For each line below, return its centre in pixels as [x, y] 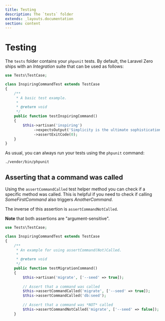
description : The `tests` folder [39, 14]
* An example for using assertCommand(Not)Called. [69, 250]
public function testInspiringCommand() [56, 116]
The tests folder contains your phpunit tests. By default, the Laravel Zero [79, 61]
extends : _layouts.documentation [39, 19]
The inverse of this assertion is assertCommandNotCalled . [62, 209]
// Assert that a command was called [61, 287]
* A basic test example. [41, 98]
